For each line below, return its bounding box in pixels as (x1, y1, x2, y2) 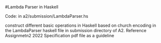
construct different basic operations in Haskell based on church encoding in (5, 22, 156, 28)
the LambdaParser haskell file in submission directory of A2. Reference (5, 28, 146, 33)
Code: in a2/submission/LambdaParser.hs (5, 13, 88, 19)
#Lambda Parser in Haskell (5, 4, 59, 10)
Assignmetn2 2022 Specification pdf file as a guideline (5, 33, 115, 38)
